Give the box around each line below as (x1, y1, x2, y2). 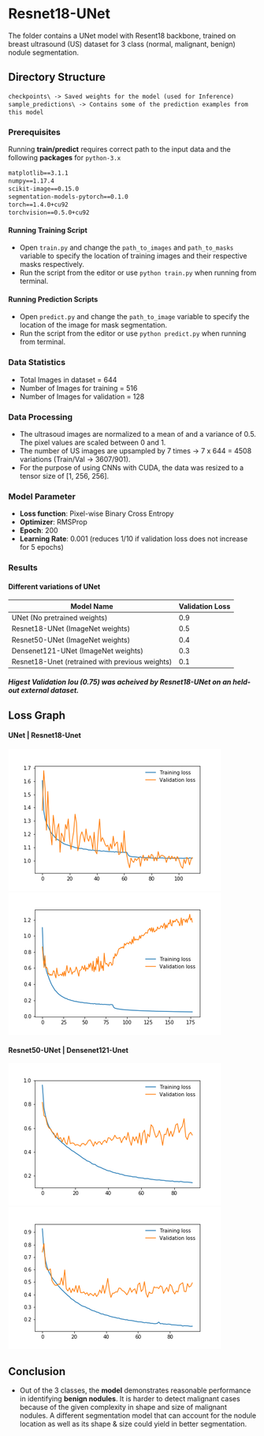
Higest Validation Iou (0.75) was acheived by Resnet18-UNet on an (8, 677, 232, 687)
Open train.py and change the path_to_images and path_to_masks (19, 242, 234, 253)
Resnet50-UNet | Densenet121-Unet (8, 1045, 128, 1054)
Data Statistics (8, 357, 65, 368)
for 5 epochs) (19, 543, 65, 552)
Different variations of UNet (8, 581, 101, 591)
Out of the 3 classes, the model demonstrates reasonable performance (19, 1385, 251, 1395)
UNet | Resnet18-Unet (8, 731, 81, 740)
